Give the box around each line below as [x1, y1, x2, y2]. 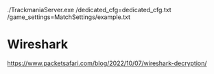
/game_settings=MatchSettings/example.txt [7, 13, 130, 21]
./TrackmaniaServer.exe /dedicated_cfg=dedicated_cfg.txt [7, 6, 171, 14]
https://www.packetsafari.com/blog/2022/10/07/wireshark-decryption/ [7, 59, 207, 67]
